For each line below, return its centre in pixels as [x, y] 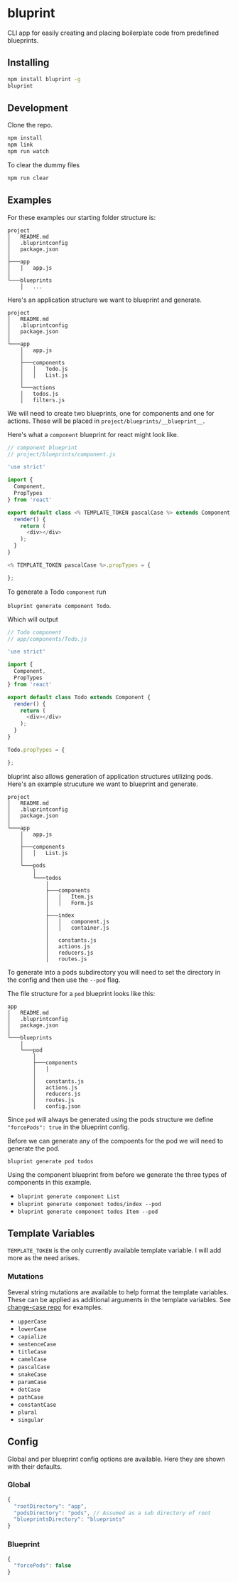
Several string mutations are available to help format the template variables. [118, 1292]
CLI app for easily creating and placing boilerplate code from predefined [113, 33]
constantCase [37, 1405]
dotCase [29, 1390]
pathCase [31, 1397]
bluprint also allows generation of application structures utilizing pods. [110, 776]
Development [38, 108]
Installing [28, 63]
